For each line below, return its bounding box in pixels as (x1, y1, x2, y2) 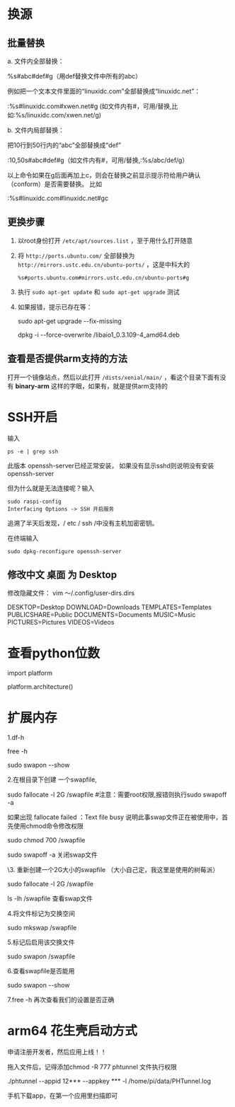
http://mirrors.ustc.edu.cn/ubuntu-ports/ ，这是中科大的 (17, 260, 190, 269)
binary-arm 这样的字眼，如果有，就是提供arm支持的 (15, 381, 168, 390)
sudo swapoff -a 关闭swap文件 (7, 850, 98, 859)
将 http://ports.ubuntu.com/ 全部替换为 (17, 251, 135, 260)
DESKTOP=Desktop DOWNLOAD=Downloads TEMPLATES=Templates (7, 603, 212, 612)
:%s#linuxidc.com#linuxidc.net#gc (7, 194, 108, 202)
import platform (7, 669, 53, 678)
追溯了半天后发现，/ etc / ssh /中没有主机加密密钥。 (7, 518, 159, 527)
